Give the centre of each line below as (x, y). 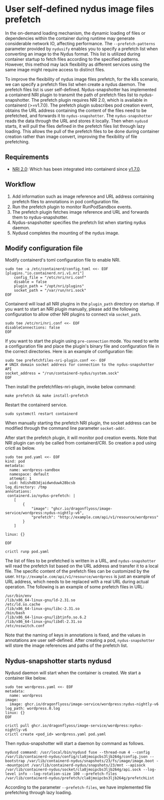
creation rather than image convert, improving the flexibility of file (71, 137)
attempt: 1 (21, 479)
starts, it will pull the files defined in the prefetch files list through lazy (75, 126)
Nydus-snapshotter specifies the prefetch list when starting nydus (79, 222)
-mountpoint (17, 765)
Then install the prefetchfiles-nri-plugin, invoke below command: (70, 387)
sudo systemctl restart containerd (41, 414)
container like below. (26, 678)
